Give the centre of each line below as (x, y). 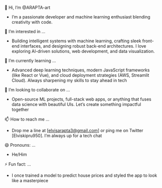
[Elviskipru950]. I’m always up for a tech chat (57, 136)
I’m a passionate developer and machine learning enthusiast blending (81, 17)
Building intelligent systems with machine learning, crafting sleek (76, 41)
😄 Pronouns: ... (20, 145)
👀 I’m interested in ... (25, 31)
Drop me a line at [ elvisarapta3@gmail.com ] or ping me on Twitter (77, 130)
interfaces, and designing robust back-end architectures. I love (83, 46)
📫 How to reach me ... (27, 119)
